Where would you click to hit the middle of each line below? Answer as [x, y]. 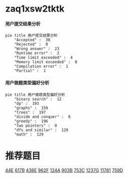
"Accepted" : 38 [32, 40]
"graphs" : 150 [31, 108]
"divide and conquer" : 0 [42, 116]
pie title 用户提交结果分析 [31, 36]
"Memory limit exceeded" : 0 [46, 62]
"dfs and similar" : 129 [41, 130]
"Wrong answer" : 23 [37, 49]
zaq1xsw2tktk [35, 9]
